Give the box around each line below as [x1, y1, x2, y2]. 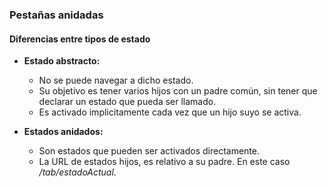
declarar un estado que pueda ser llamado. [38, 96, 217, 108]
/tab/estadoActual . [38, 166, 117, 178]
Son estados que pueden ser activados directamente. [38, 145, 260, 157]
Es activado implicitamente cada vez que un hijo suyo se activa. [38, 106, 302, 118]
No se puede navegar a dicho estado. [38, 74, 194, 87]
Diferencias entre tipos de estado [9, 33, 151, 45]
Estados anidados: [23, 126, 104, 138]
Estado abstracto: [23, 55, 101, 67]
